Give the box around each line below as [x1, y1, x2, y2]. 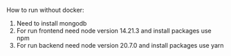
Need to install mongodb [16, 19, 87, 27]
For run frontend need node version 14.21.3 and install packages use [16, 27, 212, 35]
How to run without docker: [6, 6, 84, 14]
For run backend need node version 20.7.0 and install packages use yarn [16, 41, 224, 49]
